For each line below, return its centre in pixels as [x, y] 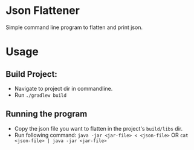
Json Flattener [43, 11]
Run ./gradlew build [40, 95]
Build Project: [32, 74]
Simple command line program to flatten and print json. [74, 27]
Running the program [47, 114]
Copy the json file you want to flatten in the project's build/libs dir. [98, 128]
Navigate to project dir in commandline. [63, 88]
